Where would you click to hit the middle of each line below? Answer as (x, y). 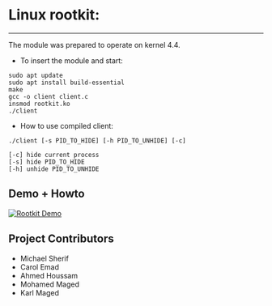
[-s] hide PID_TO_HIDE (47, 162)
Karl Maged (39, 292)
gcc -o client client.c (49, 96)
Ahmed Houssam (49, 275)
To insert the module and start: (71, 60)
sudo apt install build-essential (67, 83)
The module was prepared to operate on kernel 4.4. (94, 45)
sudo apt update (36, 75)
